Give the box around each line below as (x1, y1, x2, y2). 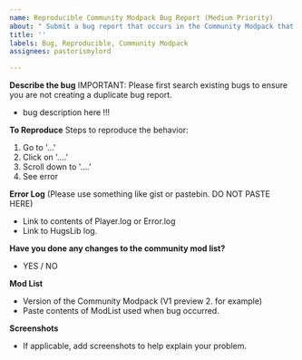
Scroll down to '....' (22, 161, 93, 172)
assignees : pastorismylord (9, 47, 112, 56)
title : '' (9, 30, 47, 39)
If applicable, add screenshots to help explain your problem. (22, 341, 248, 352)
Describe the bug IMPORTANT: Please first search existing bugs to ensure (9, 80, 288, 91)
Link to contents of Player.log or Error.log (22, 216, 176, 227)
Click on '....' (22, 151, 69, 163)
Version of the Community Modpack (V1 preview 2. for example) (22, 296, 263, 306)
